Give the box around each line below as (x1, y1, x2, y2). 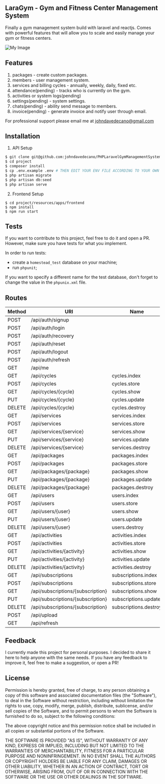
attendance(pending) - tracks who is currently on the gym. (12, 87, 131, 93)
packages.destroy (111, 484, 154, 491)
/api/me (31, 364, 49, 371)
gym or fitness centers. (5, 35, 53, 41)
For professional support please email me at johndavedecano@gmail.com (5, 118, 154, 124)
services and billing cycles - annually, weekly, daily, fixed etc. (12, 82, 137, 88)
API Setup (12, 145, 33, 151)
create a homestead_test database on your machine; (12, 260, 118, 266)
